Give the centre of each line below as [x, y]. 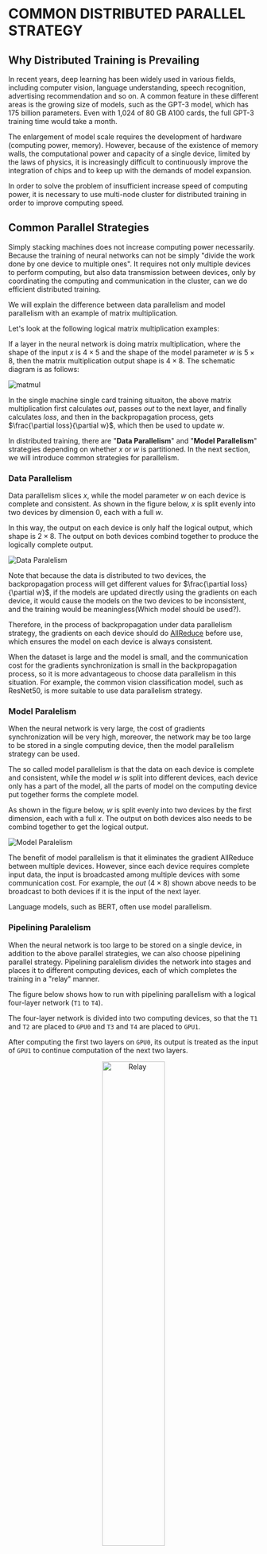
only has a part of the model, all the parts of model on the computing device [133, 786]
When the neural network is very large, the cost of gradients [106, 729]
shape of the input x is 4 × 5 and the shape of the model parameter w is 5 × [132, 352]
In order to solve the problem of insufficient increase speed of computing [128, 186]
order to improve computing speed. [66, 203]
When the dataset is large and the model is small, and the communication [128, 657]
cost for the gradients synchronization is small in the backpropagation [123, 665]
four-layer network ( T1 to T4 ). [56, 1002]
